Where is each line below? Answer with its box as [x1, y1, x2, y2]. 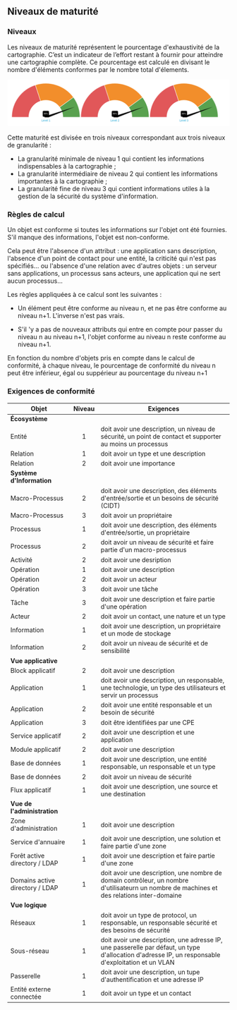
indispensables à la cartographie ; [17, 162, 116, 170]
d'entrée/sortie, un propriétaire [100, 528, 190, 537]
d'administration [10, 825, 58, 833]
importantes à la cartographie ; [17, 177, 108, 185]
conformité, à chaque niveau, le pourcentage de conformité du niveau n [7, 361, 217, 370]
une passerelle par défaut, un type [100, 943, 200, 951]
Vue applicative [10, 656, 58, 665]
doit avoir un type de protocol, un [100, 911, 197, 919]
